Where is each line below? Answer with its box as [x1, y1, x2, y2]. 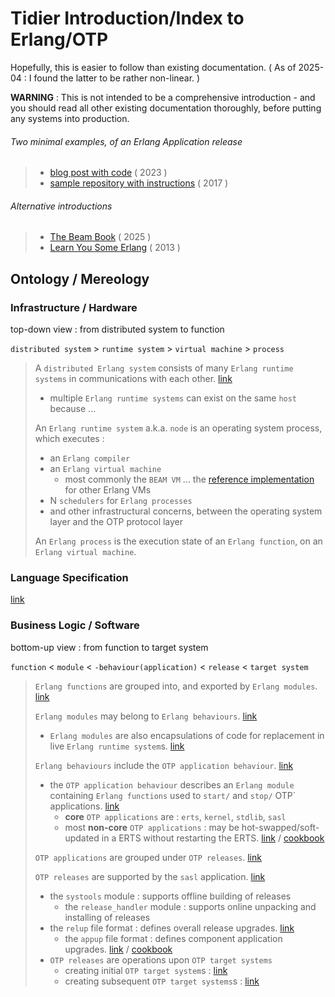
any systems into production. [10, 112, 130, 124]
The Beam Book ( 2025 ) [49, 231, 152, 243]
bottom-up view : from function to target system [10, 641, 209, 653]
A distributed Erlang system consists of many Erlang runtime [34, 362, 294, 374]
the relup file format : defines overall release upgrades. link [49, 922, 295, 934]
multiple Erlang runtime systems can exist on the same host [49, 392, 298, 404]
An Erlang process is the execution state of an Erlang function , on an [34, 535, 323, 547]
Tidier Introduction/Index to [10, 7, 245, 30]
